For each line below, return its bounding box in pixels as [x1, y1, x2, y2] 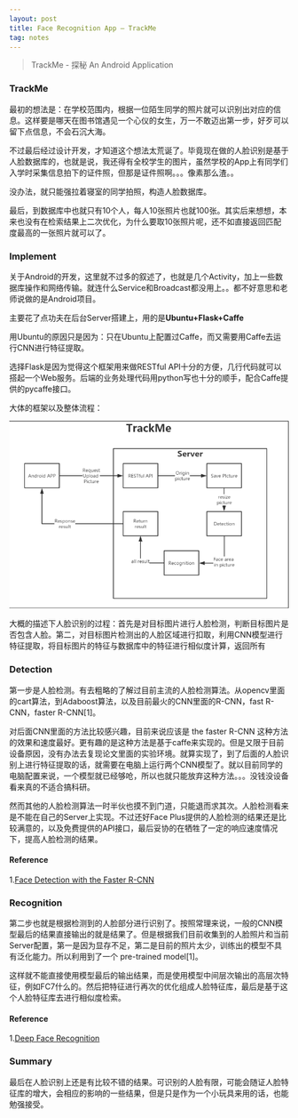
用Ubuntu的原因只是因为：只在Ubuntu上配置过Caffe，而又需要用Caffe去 [9, 331, 274, 342]
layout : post [9, 14, 58, 23]
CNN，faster [9, 707, 56, 718]
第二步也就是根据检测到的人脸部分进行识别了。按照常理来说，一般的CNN [9, 918, 276, 929]
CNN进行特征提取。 [16, 342, 90, 353]
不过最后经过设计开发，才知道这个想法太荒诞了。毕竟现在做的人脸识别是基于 [9, 145, 289, 156]
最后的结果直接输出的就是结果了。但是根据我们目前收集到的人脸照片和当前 [16, 929, 289, 940]
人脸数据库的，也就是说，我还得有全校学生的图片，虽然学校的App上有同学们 [9, 156, 288, 166]
